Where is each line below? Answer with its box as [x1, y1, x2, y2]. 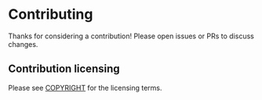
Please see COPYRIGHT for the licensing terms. [8, 83, 162, 92]
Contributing [8, 5, 93, 23]
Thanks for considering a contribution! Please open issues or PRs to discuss [8, 31, 255, 41]
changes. [8, 39, 38, 48]
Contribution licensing [8, 62, 120, 76]
